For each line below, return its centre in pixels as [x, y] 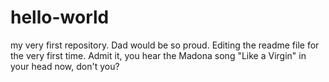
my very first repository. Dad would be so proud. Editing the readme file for [165, 45]
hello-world [60, 17]
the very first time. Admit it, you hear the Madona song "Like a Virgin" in [158, 55]
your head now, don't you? [65, 66]
